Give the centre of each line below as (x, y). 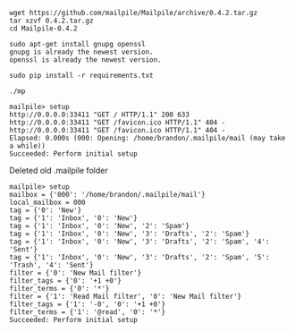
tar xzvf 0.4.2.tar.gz (51, 21)
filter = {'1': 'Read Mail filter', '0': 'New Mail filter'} (126, 296)
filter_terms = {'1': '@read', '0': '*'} (88, 312)
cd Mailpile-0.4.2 (43, 29)
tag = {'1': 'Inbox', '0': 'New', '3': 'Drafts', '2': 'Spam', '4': (139, 242)
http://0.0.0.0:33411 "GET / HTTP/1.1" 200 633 (100, 115)
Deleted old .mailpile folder (59, 170)
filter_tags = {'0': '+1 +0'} (66, 281)
